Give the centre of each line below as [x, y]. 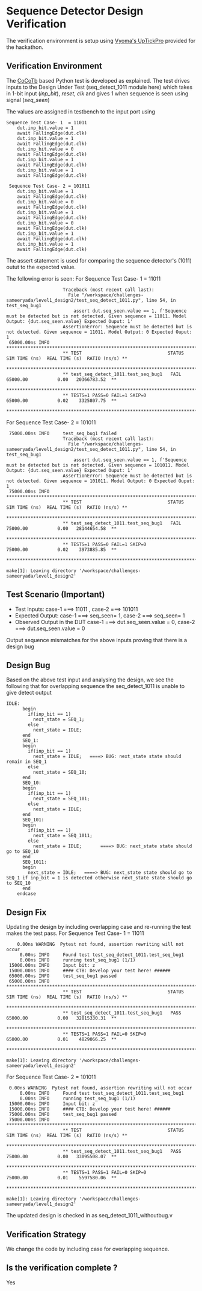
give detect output [29, 693]
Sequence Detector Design [75, 11]
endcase [26, 894]
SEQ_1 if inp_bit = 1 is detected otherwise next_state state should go [99, 878]
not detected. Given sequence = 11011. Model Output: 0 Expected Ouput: [99, 332]
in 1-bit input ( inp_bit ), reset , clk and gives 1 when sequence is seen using [97, 93]
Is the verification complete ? [62, 1268]
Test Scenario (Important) [56, 595]
